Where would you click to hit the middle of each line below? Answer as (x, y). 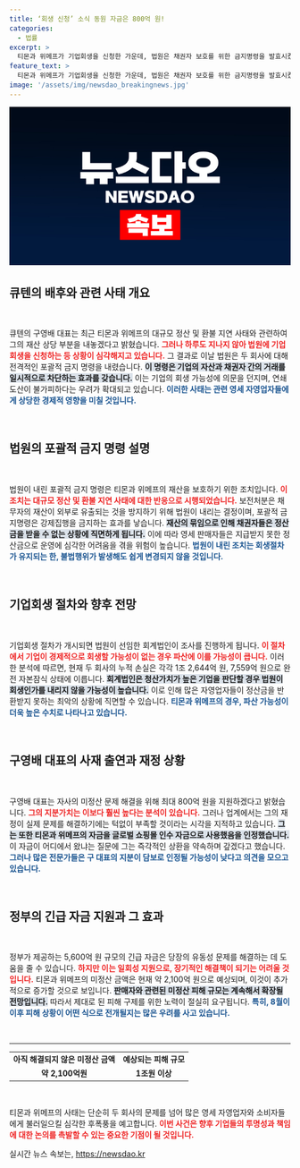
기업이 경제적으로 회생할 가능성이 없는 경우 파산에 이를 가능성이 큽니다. (146, 656)
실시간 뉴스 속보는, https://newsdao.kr (77, 1154)
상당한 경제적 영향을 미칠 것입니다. (77, 401)
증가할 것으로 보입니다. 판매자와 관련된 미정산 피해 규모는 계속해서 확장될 (158, 991)
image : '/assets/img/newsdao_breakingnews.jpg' (100, 85)
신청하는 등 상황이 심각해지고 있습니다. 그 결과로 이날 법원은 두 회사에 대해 (160, 356)
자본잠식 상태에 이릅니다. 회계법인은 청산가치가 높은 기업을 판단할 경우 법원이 (151, 678)
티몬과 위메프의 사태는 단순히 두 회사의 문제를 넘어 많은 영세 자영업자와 (132, 1112)
